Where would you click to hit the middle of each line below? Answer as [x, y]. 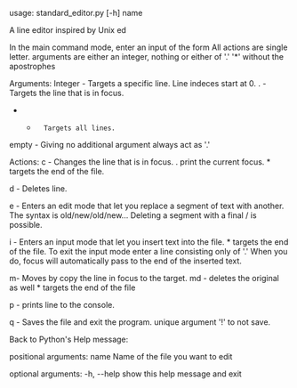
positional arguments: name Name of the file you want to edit [121, 356]
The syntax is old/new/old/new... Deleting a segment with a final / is [133, 215]
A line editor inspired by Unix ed [68, 30]
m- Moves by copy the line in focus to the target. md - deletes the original [144, 278]
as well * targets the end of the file [72, 287]
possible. [26, 225]
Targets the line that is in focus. [67, 93]
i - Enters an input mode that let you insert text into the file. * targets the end [149, 242]
